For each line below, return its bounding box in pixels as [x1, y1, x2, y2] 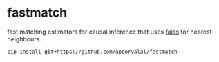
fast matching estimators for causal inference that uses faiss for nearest [7, 28, 212, 36]
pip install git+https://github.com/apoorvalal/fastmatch [7, 48, 178, 55]
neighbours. [7, 34, 41, 43]
